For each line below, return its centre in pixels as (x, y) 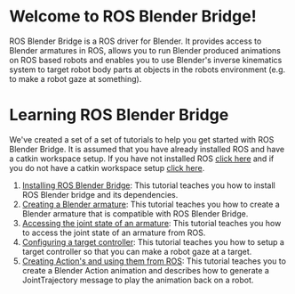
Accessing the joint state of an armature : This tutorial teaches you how (151, 223)
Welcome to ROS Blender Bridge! (133, 16)
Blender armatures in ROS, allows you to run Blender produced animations (145, 50)
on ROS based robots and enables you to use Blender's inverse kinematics (146, 60)
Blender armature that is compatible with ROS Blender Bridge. (135, 213)
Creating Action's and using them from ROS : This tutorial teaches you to (154, 261)
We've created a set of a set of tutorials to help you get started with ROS (142, 139)
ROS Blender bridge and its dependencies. (100, 194)
